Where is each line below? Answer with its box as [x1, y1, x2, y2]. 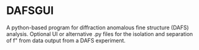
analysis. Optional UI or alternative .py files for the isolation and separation [6, 30, 194, 37]
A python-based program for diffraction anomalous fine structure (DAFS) [6, 24, 189, 31]
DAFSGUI [6, 4, 54, 18]
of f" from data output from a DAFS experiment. [6, 37, 126, 44]
